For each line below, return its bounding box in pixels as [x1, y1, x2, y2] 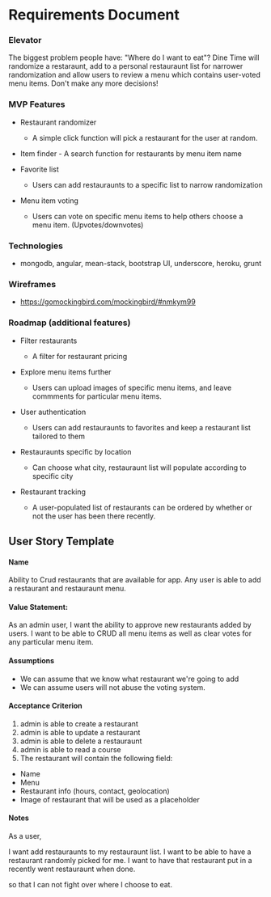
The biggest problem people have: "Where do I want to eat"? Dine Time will [8, 53, 260, 62]
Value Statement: [8, 602, 69, 611]
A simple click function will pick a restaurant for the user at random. [32, 133, 258, 142]
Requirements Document [8, 6, 180, 24]
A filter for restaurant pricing [32, 351, 128, 361]
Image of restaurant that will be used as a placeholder [19, 794, 201, 804]
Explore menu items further [19, 366, 112, 377]
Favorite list [19, 164, 59, 174]
